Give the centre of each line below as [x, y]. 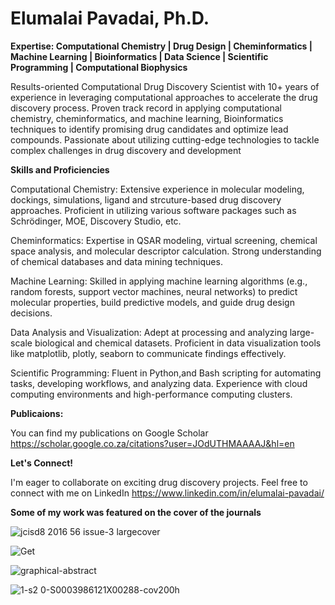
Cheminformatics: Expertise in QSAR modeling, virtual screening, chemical [164, 240]
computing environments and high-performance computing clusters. [151, 394]
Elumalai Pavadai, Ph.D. [110, 18]
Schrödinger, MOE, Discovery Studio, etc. [96, 221]
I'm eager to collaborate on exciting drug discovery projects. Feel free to [159, 482]
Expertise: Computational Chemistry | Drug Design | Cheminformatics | [161, 46]
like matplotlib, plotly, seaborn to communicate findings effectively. [148, 353]
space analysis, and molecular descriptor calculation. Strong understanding [166, 251]
